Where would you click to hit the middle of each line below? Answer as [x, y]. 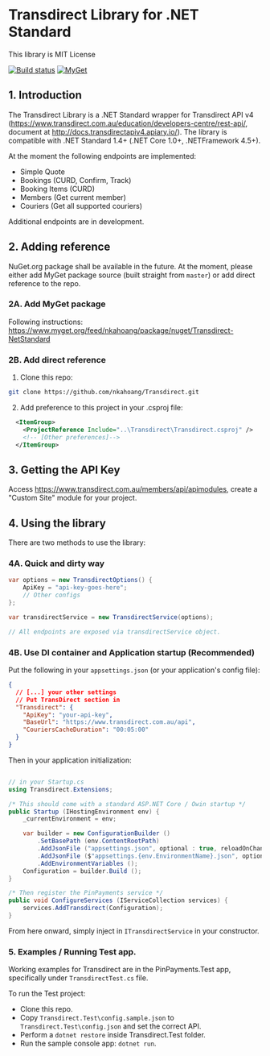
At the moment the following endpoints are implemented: [102, 156]
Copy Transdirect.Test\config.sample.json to [97, 1018]
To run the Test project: [47, 994]
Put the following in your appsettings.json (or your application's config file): [134, 670]
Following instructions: [45, 322]
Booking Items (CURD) [57, 189]
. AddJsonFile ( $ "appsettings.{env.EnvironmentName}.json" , [138, 856]
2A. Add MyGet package [57, 304]
